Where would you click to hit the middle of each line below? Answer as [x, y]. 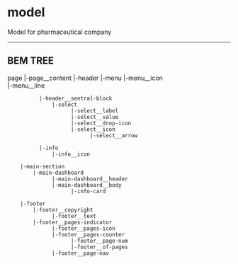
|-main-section [42, 166]
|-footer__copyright [63, 210]
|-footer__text [74, 216]
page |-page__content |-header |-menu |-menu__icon [85, 78]
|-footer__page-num [100, 241]
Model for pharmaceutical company [59, 32]
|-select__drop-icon [101, 123]
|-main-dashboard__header [90, 179]
